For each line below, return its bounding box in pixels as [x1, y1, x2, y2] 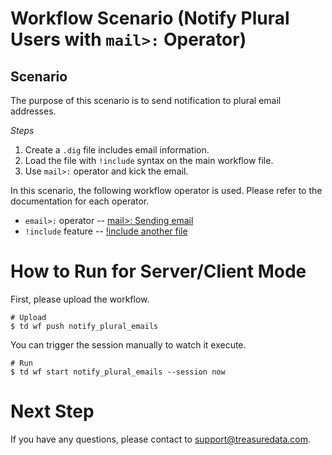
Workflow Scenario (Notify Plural [10, 7, 290, 30]
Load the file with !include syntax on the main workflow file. [24, 155, 274, 166]
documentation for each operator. [10, 195, 150, 207]
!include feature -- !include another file [24, 225, 188, 237]
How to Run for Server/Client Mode [10, 260, 307, 283]
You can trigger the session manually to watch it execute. [10, 338, 247, 351]
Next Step [10, 400, 95, 423]
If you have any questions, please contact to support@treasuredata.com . [10, 433, 312, 445]
